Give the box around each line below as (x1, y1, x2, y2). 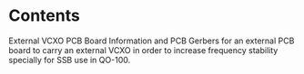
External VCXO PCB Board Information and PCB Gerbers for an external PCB (8, 35, 295, 46)
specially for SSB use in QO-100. (8, 54, 131, 65)
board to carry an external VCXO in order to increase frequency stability (8, 44, 279, 55)
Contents (8, 5, 81, 26)
